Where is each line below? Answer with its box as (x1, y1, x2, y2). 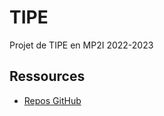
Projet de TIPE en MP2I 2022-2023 (9, 39, 154, 51)
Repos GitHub (23, 94, 82, 106)
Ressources (9, 68, 86, 85)
